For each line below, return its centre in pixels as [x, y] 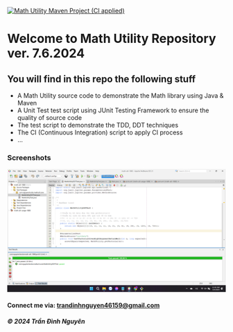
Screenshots [29, 157]
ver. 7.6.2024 [46, 54]
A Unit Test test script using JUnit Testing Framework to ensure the [113, 110]
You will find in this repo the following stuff [102, 79]
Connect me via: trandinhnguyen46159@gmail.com [84, 306]
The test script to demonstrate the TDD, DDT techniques [98, 125]
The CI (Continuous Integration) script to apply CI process [100, 132]
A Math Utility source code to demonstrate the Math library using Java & [120, 96]
